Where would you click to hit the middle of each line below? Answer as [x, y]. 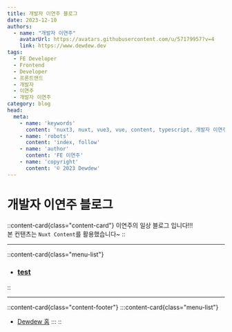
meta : [21, 116]
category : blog [29, 104]
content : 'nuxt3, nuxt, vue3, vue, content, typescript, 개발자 [118, 130]
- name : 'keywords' [48, 123]
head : [15, 110]
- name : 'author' [45, 149]
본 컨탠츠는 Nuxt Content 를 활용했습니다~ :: [66, 234]
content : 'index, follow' [62, 143]
